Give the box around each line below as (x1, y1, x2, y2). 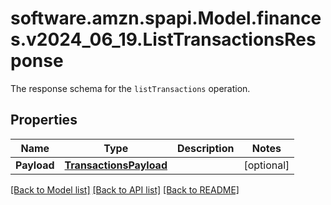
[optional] (243, 158, 290, 172)
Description (176, 141, 235, 155)
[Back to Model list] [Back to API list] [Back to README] (10, 183, 240, 196)
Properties (10, 112, 78, 129)
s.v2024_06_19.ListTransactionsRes (10, 28, 317, 51)
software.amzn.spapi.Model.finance (10, 7, 322, 30)
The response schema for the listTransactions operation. (10, 82, 251, 94)
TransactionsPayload (64, 158, 168, 172)
